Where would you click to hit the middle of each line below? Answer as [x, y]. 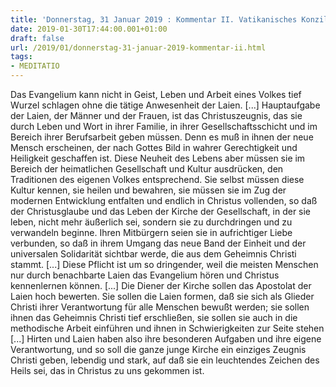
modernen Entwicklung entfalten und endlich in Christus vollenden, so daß [164, 200]
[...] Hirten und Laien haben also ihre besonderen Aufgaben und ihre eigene [166, 339]
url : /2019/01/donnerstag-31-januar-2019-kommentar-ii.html [138, 47]
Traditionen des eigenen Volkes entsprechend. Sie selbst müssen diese [157, 179]
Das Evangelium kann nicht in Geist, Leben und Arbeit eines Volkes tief [156, 94]
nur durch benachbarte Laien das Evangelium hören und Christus [145, 275]
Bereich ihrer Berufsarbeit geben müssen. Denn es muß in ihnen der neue [162, 137]
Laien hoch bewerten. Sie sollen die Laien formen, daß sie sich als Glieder [162, 296]
